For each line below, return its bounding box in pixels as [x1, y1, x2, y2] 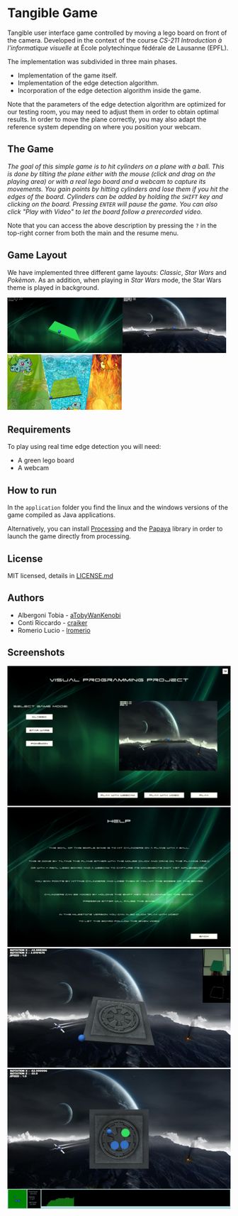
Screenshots [7, 646, 65, 658]
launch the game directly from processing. [7, 532, 131, 541]
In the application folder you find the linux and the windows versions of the [7, 503, 229, 512]
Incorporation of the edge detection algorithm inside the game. [17, 86, 202, 94]
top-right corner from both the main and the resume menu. [7, 229, 179, 237]
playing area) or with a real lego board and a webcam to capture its [7, 177, 206, 185]
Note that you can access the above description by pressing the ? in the [7, 221, 217, 229]
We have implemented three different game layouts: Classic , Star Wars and [7, 268, 227, 276]
